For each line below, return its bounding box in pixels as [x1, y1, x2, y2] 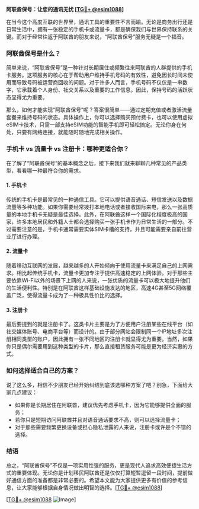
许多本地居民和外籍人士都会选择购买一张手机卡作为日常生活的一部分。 [16, 218, 188, 225]
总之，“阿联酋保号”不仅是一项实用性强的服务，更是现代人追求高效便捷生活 [6, 462, 188, 469]
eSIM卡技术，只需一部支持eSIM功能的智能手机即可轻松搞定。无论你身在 [6, 121, 182, 128]
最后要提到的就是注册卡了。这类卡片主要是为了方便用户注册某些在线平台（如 [6, 320, 193, 328]
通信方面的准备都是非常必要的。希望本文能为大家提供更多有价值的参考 [11, 476, 182, 483]
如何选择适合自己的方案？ [6, 367, 79, 375]
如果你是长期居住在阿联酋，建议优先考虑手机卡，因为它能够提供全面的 [14, 401, 187, 408]
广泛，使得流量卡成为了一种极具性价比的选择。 [11, 292, 126, 298]
